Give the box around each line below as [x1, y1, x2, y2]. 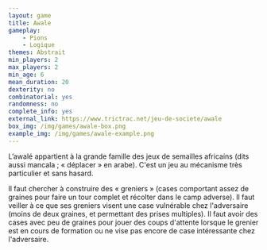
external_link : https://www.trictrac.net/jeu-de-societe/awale [8, 115, 222, 123]
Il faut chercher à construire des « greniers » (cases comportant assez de [8, 183, 250, 193]
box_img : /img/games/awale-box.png [8, 122, 126, 130]
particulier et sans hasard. [8, 168, 94, 178]
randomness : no [8, 100, 59, 108]
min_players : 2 [8, 56, 59, 64]
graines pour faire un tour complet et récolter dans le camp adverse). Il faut [8, 192, 255, 202]
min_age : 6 [8, 71, 44, 79]
